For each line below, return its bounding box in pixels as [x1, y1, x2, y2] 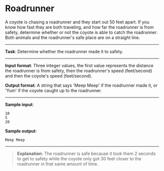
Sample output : [5, 128, 37, 134]
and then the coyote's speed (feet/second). [5, 73, 93, 78]
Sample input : [5, 101, 34, 107]
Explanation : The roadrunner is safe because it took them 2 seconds [17, 151, 156, 156]
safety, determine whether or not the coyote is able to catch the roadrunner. [5, 29, 158, 35]
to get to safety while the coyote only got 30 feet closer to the [17, 155, 142, 161]
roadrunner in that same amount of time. [17, 161, 99, 167]
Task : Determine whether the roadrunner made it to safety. [5, 48, 123, 54]
